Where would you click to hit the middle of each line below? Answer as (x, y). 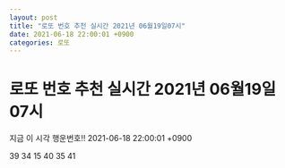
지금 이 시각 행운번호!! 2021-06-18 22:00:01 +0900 (101, 139)
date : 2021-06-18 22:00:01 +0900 (72, 34)
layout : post (34, 17)
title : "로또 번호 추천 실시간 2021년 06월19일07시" (98, 26)
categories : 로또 (39, 42)
